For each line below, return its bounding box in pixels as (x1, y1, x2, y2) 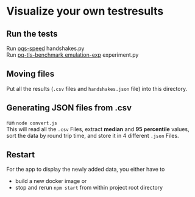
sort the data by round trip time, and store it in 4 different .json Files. (6, 132, 179, 139)
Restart (6, 149, 35, 160)
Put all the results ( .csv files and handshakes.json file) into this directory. (6, 85, 188, 92)
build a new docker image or (15, 177, 87, 185)
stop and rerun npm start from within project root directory (15, 184, 163, 192)
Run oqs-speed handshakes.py (6, 45, 85, 52)
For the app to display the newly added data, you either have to (6, 166, 165, 173)
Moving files (6, 69, 55, 79)
